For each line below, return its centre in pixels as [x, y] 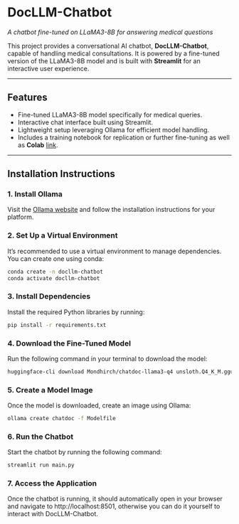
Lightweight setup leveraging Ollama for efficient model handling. [113, 129]
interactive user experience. [48, 68]
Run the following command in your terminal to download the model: [107, 358]
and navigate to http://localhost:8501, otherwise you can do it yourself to [114, 506]
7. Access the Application [52, 483]
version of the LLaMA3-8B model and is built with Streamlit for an [104, 60]
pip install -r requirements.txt [57, 325]
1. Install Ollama [35, 194]
